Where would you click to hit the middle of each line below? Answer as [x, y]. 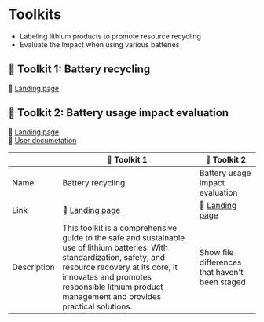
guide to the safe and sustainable [124, 237]
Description [33, 267]
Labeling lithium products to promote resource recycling [110, 36]
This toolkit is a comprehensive [120, 228]
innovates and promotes [107, 276]
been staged [222, 282]
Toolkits [35, 15]
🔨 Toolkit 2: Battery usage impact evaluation [119, 113]
